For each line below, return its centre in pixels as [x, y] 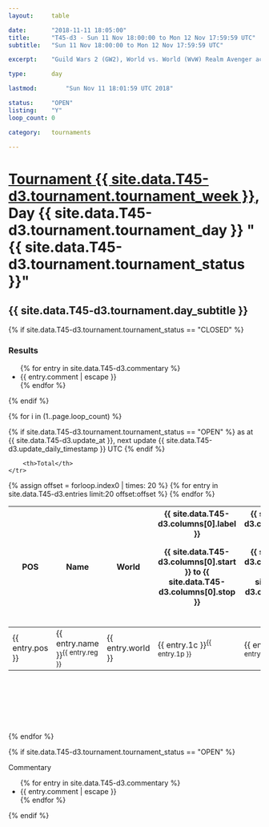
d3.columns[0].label [197, 523]
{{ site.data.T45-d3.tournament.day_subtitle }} [128, 311]
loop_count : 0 [32, 118]
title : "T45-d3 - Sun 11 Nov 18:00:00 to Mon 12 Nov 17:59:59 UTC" [132, 38]
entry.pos [30, 648]
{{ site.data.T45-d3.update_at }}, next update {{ [86, 440]
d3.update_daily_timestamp [53, 449]
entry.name [77, 643]
